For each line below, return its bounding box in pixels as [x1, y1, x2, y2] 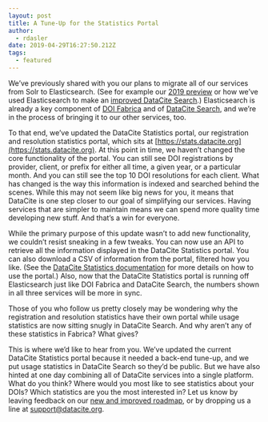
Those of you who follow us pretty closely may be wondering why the [8, 303, 238, 313]
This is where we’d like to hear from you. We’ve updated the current [8, 344, 232, 354]
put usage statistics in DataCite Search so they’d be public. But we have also [8, 361, 261, 371]
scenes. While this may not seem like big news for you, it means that [8, 187, 234, 197]
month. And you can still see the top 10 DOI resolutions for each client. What [8, 170, 260, 180]
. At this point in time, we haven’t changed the [94, 145, 246, 155]
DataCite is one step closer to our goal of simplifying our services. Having [8, 195, 252, 205]
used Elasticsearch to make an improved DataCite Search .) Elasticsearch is [8, 95, 256, 105]
